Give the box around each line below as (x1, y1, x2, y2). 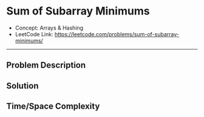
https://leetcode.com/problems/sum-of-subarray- (54, 30, 179, 37)
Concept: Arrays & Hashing (15, 24, 84, 31)
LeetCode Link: (15, 30, 53, 37)
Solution (6, 80, 39, 91)
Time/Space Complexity (6, 101, 100, 112)
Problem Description (6, 60, 86, 71)
